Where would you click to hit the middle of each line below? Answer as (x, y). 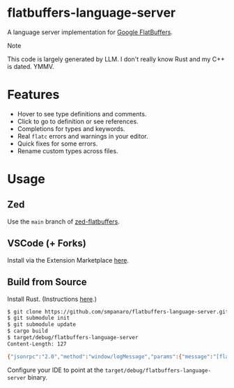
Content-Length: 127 (37, 344)
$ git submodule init (39, 318)
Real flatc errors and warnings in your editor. (83, 136)
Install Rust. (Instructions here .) (52, 299)
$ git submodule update (42, 325)
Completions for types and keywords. (71, 129)
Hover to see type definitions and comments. (82, 114)
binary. (37, 377)
